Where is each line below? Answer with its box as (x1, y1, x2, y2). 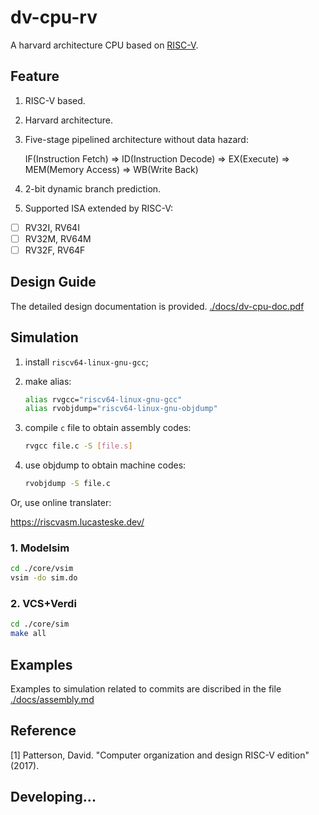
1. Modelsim (10, 541, 70, 555)
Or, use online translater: (10, 497, 112, 509)
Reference (10, 722, 77, 740)
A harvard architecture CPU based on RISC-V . (10, 39, 199, 51)
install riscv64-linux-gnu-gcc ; (24, 356, 149, 368)
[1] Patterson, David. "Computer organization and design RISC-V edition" (10, 749, 310, 761)
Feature (10, 68, 60, 85)
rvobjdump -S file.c (24, 479, 111, 489)
